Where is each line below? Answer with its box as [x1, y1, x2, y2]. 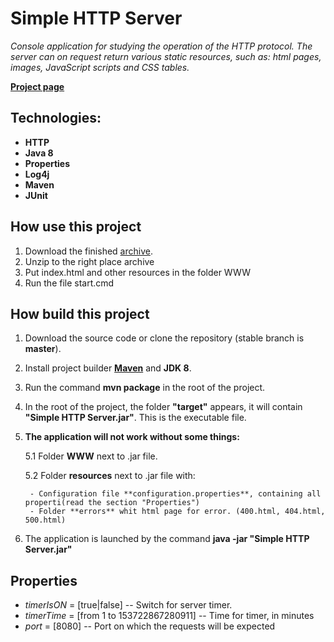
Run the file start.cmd [24, 277, 115, 289]
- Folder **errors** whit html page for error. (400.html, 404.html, [29, 507, 326, 517]
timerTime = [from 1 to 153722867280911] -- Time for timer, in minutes [24, 610, 315, 622]
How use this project [10, 218, 142, 236]
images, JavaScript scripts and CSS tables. [10, 61, 190, 73]
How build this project [10, 305, 150, 322]
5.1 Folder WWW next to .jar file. [24, 450, 158, 462]
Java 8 [24, 147, 54, 159]
